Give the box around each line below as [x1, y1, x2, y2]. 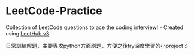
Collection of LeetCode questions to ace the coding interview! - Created [5, 24, 184, 31]
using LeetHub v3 [5, 30, 50, 37]
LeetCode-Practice [5, 4, 102, 18]
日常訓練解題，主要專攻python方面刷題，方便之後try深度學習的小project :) [5, 42, 189, 49]
